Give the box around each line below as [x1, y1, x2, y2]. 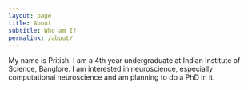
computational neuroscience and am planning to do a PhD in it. [8, 72, 215, 82]
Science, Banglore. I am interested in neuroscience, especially [8, 65, 214, 74]
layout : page [8, 11, 52, 20]
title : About [8, 19, 52, 27]
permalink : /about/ [8, 33, 74, 42]
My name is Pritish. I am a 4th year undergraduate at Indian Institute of [8, 56, 241, 65]
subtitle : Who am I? [8, 26, 78, 34]
